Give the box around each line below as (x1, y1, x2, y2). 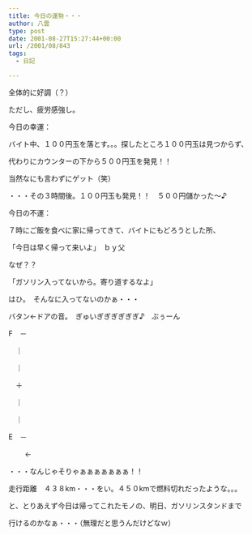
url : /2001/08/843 (8, 42, 70, 50)
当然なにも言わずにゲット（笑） (8, 173, 115, 183)
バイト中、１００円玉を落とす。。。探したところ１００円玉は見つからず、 (8, 139, 249, 148)
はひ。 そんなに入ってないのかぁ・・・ (8, 293, 140, 304)
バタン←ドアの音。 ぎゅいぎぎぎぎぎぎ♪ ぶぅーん (8, 311, 181, 321)
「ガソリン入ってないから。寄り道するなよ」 (8, 276, 158, 286)
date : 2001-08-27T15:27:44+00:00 (8, 34, 122, 43)
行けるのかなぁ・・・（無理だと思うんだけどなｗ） (8, 518, 176, 528)
